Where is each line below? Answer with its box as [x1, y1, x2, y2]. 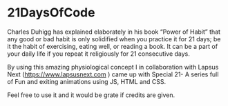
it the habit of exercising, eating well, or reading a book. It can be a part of [7, 42, 218, 50]
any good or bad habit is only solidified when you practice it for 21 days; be [7, 34, 221, 43]
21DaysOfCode [7, 5, 95, 21]
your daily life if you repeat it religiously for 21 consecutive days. [7, 50, 190, 58]
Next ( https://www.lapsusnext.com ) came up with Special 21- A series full [7, 70, 219, 78]
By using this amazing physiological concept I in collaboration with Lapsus [7, 63, 219, 71]
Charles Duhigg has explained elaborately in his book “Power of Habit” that [7, 28, 221, 36]
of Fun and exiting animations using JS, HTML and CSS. [7, 77, 167, 85]
